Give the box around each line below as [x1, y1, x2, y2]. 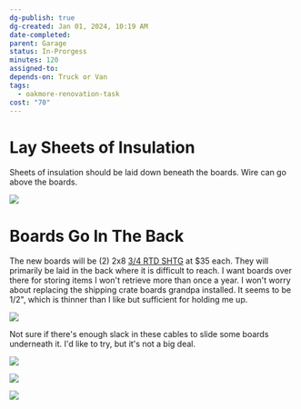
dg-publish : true [9, 13, 75, 23]
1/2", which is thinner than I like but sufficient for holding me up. [9, 294, 248, 305]
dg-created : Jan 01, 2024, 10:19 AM [9, 22, 148, 31]
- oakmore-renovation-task [17, 89, 120, 98]
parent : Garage [9, 38, 67, 48]
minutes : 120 [9, 55, 59, 65]
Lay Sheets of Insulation [9, 137, 196, 157]
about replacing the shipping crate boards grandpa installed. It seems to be [9, 284, 292, 295]
